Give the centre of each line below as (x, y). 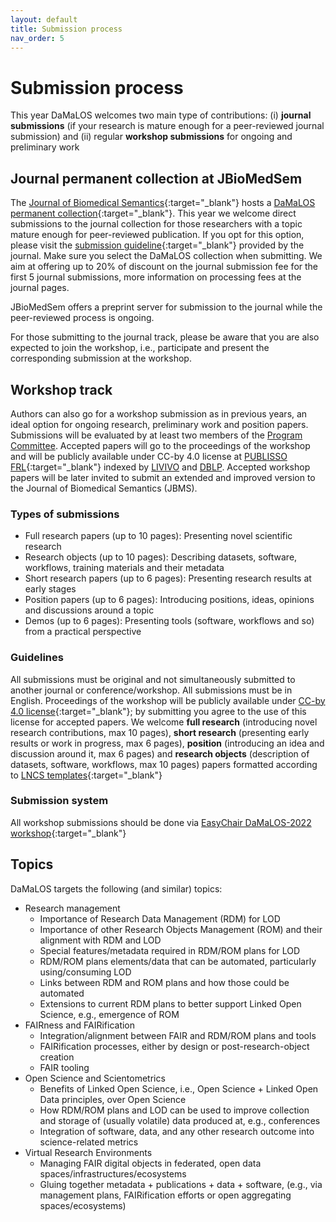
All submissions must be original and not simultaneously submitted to (153, 679)
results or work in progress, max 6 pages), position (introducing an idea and (167, 743)
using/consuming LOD (85, 972)
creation (57, 1057)
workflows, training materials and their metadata (124, 568)
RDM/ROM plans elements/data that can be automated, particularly (178, 961)
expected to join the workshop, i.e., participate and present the (140, 348)
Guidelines (37, 658)
